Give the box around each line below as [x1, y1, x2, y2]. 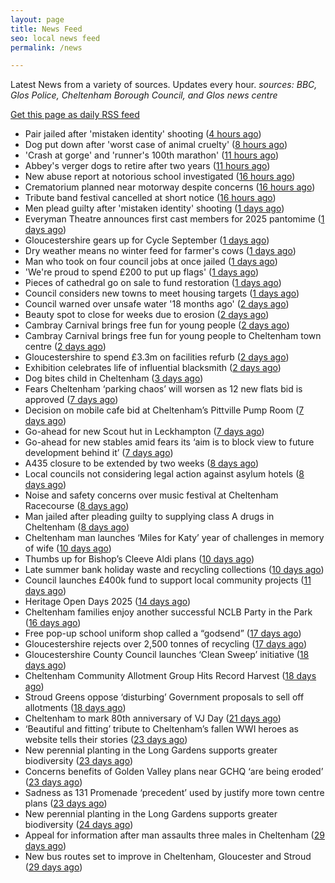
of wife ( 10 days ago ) [24, 542, 112, 555]
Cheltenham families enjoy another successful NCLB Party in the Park [24, 606, 313, 618]
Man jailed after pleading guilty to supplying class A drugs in [24, 511, 275, 523]
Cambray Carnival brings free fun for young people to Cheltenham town [24, 330, 322, 342]
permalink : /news [10, 42, 83, 53]
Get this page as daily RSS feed [10, 109, 140, 121]
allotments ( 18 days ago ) [24, 702, 127, 714]
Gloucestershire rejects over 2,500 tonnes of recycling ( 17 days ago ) [24, 638, 308, 650]
